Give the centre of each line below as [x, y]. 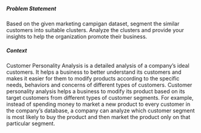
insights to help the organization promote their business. [77, 36]
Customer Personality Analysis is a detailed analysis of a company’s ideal [98, 65]
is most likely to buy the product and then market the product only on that [98, 117]
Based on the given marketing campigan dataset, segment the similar [93, 24]
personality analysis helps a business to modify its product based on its [96, 91]
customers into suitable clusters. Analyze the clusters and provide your [95, 30]
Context [17, 50]
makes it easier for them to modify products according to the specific [93, 78]
